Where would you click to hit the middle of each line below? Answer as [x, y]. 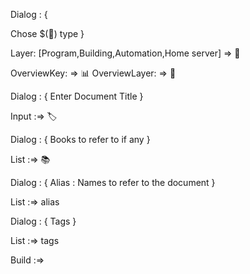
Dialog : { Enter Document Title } [77, 96]
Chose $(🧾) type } [47, 33]
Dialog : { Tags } [43, 221]
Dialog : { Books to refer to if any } [80, 139]
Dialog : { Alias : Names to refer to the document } [113, 182]
